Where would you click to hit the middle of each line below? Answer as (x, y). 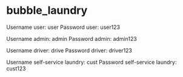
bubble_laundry (47, 11)
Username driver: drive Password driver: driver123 (69, 50)
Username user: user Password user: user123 (63, 27)
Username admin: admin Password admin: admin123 (72, 38)
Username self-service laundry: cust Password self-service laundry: (91, 62)
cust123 (16, 68)
